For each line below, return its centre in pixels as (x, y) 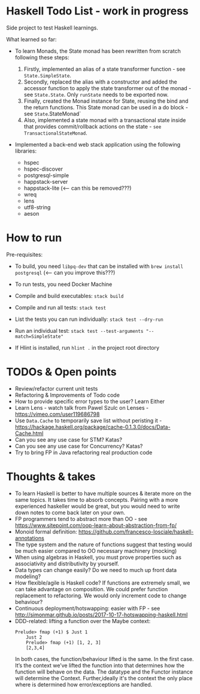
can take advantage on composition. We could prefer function (91, 589)
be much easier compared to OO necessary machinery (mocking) (96, 550)
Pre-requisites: (25, 254)
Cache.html (29, 433)
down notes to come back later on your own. (70, 513)
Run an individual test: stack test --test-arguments (79, 330)
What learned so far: (31, 39)
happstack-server (46, 181)
